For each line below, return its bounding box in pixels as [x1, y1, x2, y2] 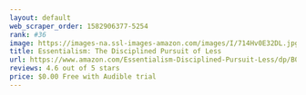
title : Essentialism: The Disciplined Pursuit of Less [9, 47, 222, 56]
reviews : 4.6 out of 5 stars [9, 64, 120, 73]
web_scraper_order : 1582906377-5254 [9, 22, 148, 31]
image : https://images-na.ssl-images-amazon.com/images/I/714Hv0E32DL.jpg [9, 38, 300, 48]
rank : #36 [9, 30, 47, 39]
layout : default [9, 13, 71, 23]
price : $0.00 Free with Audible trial [9, 72, 157, 81]
